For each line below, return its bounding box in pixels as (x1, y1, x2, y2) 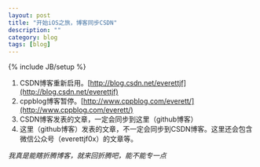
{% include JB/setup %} (8, 62, 86, 71)
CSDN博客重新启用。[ (19, 78, 90, 88)
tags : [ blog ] (8, 41, 51, 49)
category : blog (8, 33, 58, 42)
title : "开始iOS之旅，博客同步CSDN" (8, 19, 118, 27)
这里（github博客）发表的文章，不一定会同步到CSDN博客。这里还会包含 (19, 125, 253, 134)
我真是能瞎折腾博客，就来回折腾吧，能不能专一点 (8, 151, 167, 161)
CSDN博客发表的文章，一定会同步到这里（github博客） (19, 114, 198, 124)
